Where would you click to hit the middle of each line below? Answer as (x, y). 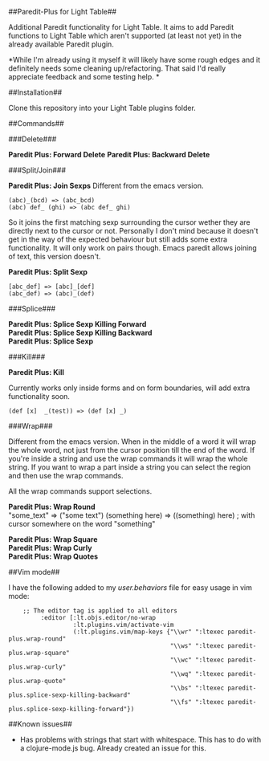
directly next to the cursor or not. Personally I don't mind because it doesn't (133, 231)
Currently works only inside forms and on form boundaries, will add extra (129, 388)
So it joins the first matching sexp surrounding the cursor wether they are (129, 222)
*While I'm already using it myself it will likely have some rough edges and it (134, 60)
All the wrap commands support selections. (80, 491)
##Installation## (35, 92)
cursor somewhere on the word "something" (82, 524)
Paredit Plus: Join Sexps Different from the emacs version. (106, 185)
